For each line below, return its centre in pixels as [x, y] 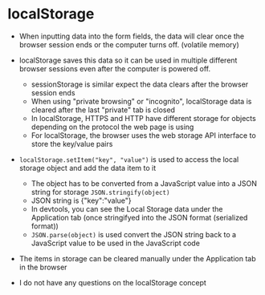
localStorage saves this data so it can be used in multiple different [128, 60]
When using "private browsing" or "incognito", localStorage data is [141, 101]
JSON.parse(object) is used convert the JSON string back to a [134, 234]
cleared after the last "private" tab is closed [103, 110]
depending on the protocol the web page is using [112, 127]
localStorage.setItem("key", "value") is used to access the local [129, 159]
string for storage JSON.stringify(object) [100, 192]
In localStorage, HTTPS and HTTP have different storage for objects [143, 118]
